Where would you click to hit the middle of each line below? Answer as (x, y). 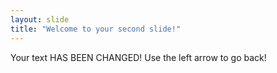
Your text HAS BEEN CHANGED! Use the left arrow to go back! (138, 57)
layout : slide (40, 19)
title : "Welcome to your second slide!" (96, 29)
